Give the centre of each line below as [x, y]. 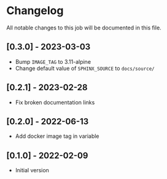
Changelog [35, 11]
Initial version [32, 170]
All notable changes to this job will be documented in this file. [84, 28]
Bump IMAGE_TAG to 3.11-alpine [53, 61]
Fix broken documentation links [55, 102]
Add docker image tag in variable [57, 136]
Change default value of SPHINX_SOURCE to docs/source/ [85, 68]
